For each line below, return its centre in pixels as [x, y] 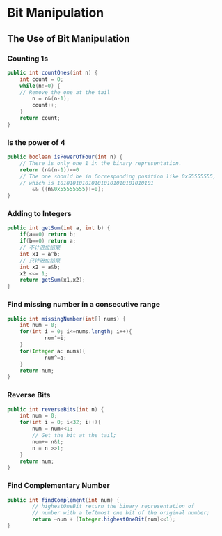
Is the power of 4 [37, 142]
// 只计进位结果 [40, 260]
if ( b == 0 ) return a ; [48, 241]
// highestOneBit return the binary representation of [113, 507]
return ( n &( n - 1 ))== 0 [49, 170]
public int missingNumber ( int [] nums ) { [67, 319]
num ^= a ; [56, 358]
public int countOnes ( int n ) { [53, 72]
